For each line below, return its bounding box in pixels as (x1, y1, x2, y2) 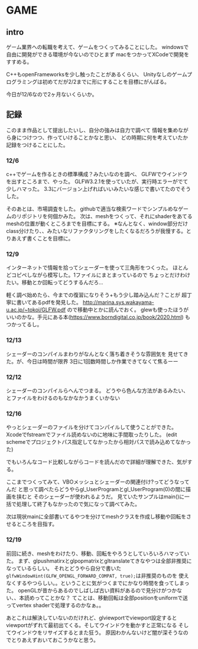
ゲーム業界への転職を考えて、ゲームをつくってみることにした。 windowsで (6, 44, 189, 50)
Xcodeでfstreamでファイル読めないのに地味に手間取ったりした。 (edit (6, 431, 177, 438)
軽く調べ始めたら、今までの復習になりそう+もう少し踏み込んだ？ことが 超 (6, 291, 187, 298)
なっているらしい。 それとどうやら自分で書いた (6, 564, 122, 572)
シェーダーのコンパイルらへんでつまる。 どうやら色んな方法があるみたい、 (6, 387, 189, 394)
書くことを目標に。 (26, 235, 74, 242)
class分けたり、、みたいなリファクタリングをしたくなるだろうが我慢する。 (6, 228, 187, 235)
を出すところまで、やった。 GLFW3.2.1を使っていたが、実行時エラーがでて (6, 178, 189, 185)
